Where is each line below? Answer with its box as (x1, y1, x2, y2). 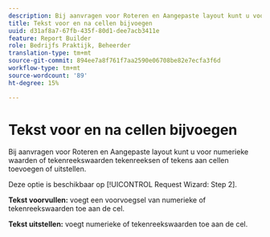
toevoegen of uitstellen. (8, 164, 87, 174)
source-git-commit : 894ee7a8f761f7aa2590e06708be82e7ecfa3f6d (8, 57, 221, 65)
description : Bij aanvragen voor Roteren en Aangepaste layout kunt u (8, 11, 250, 20)
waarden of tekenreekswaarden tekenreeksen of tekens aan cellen (8, 156, 229, 165)
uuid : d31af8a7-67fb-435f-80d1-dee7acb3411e (8, 27, 160, 35)
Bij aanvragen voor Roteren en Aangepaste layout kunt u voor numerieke (8, 147, 249, 157)
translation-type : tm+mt (8, 49, 92, 57)
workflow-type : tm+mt (8, 64, 81, 72)
